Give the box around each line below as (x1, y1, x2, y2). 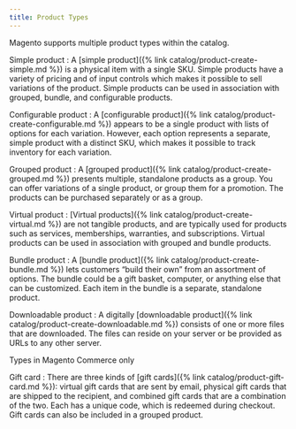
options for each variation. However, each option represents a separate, (9, 127, 271, 138)
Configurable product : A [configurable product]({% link (9, 109, 212, 119)
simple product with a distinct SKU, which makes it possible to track (9, 137, 256, 148)
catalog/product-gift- (207, 372, 285, 382)
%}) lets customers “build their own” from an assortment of (49, 264, 267, 274)
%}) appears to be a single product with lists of (97, 119, 269, 129)
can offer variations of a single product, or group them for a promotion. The (9, 182, 285, 193)
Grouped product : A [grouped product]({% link (9, 164, 181, 174)
